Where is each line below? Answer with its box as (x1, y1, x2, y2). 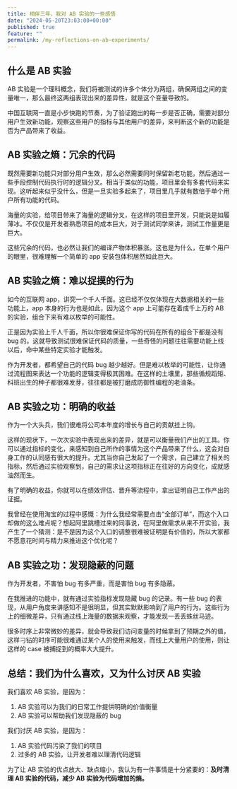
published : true (7, 23, 55, 30)
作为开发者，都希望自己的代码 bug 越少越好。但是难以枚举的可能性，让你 (7, 360, 220, 368)
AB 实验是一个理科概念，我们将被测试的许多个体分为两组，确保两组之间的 (7, 84, 221, 93)
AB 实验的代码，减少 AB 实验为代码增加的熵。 (15, 774, 148, 782)
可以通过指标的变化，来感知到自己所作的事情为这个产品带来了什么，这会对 (7, 445, 224, 453)
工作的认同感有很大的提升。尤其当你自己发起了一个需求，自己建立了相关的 (13, 453, 230, 462)
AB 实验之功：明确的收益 (7, 400, 116, 412)
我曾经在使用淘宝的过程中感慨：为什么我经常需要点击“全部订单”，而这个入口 (7, 510, 229, 518)
